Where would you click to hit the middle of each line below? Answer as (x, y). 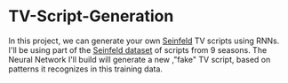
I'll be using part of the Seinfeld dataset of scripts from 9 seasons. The (138, 49)
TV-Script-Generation (91, 16)
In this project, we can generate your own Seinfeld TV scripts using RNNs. (144, 41)
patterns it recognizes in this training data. (86, 69)
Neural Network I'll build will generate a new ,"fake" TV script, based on (140, 59)
